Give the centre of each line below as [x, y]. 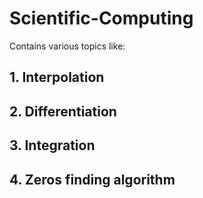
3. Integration [52, 145]
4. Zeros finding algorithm [92, 179]
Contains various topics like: [67, 46]
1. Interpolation [57, 77]
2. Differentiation [63, 111]
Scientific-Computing [101, 18]
